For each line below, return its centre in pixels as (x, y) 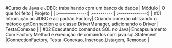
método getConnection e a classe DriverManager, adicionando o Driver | (82, 24)
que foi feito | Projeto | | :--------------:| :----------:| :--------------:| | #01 (83, 13)
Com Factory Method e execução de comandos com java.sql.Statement (81, 35)
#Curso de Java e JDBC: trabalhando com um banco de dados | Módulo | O (85, 8)
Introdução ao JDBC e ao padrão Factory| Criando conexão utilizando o (81, 18)
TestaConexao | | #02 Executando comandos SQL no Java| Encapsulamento (86, 29)
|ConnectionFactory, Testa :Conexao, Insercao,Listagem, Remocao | (78, 40)
